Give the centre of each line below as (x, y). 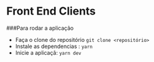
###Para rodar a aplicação (40, 28)
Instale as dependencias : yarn (54, 46)
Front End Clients (51, 11)
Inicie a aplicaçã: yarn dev (48, 52)
